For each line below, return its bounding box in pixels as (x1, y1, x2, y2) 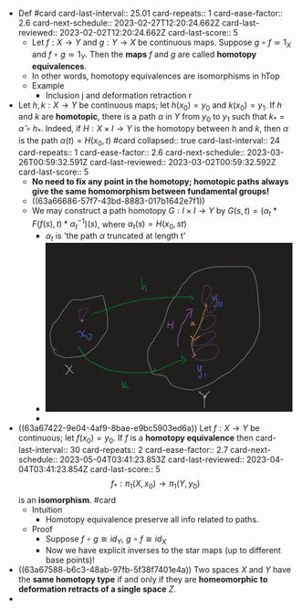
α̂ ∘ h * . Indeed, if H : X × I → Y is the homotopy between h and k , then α (17, 123, 289, 136)
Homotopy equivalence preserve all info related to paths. (45, 513, 259, 524)
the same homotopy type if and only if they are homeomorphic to (17, 574, 268, 585)
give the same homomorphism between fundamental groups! (31, 185, 270, 196)
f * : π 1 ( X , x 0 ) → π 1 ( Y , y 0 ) (110, 478, 201, 491)
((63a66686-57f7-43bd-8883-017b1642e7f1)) (31, 195, 205, 206)
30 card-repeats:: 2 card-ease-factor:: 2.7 (69, 444, 229, 455)
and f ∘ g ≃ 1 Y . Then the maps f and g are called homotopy (31, 48, 257, 62)
